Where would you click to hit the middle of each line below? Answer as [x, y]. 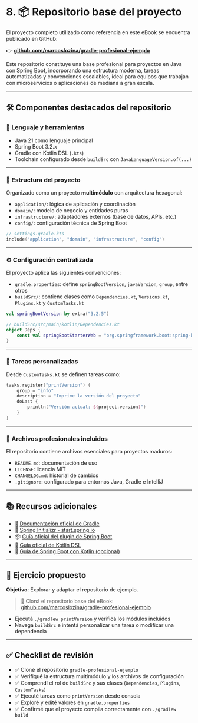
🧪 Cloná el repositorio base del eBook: [67, 601]
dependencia [31, 631]
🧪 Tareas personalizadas [42, 361]
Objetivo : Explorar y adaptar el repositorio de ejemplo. [72, 589]
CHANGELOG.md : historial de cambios [57, 475]
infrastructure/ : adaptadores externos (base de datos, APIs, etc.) [95, 216]
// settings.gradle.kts [35, 234]
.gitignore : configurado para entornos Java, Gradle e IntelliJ [89, 482]
